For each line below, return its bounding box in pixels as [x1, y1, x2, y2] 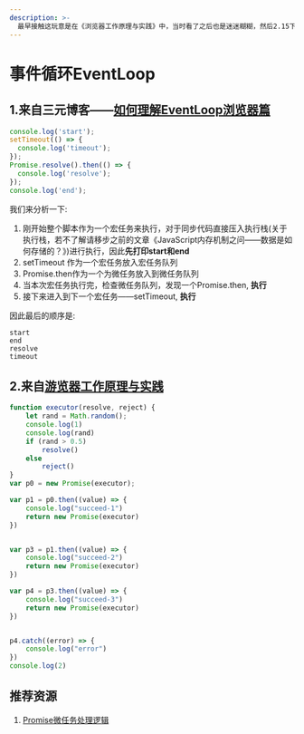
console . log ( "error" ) [25, 644, 107, 653]
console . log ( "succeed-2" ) [25, 554, 124, 563]
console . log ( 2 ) [9, 662, 67, 671]
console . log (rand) [25, 428, 95, 438]
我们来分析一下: [9, 203, 68, 214]
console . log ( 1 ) [25, 420, 83, 430]
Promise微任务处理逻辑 [22, 714, 109, 725]
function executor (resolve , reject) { [9, 403, 156, 412]
